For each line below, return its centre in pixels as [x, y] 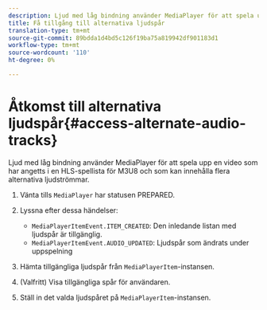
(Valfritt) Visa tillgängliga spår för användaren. [95, 282]
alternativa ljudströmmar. [49, 179]
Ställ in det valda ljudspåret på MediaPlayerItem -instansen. [115, 297]
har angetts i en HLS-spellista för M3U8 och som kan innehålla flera [119, 171]
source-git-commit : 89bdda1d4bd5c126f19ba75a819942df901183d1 [113, 38]
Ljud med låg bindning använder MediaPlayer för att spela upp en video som [133, 162]
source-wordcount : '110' [49, 53]
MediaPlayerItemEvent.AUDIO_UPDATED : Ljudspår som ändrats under [140, 242]
